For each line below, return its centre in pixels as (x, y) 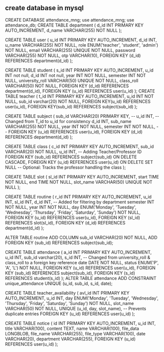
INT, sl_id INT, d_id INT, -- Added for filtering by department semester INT (80, 202)
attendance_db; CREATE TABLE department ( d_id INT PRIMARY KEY (74, 25)
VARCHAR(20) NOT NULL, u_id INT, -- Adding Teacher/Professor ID (73, 151)
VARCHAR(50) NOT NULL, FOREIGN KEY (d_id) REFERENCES (67, 86)
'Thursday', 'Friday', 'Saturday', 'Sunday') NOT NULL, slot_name (70, 303)
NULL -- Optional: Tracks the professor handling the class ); (66, 167)
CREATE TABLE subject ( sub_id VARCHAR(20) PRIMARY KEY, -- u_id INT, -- (82, 116)
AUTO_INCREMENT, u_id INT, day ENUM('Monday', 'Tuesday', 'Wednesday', (82, 298)
